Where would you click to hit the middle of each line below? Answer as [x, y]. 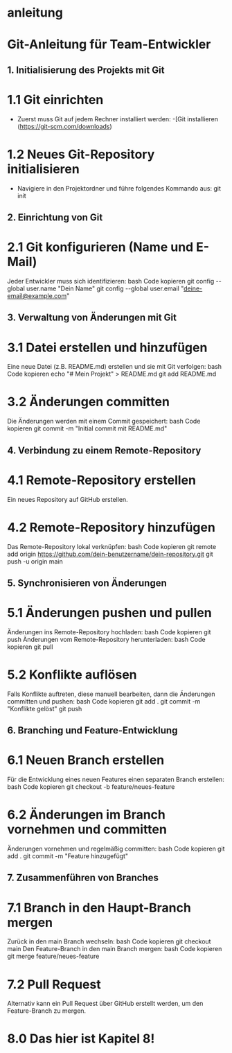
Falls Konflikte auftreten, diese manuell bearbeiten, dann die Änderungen [111, 694]
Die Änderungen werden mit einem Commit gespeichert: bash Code [104, 421]
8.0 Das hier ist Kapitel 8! [81, 1039]
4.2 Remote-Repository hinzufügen [111, 527]
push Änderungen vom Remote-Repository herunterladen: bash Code [106, 639]
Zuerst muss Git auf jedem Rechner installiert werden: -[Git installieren [118, 119]
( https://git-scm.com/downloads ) [64, 126]
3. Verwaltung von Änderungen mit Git [92, 318]
